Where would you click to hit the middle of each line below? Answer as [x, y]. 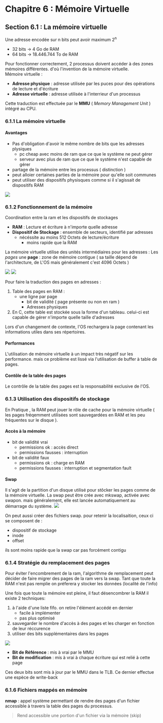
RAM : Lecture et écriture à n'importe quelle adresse [65, 227]
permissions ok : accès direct [49, 447]
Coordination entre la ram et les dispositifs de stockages [62, 218]
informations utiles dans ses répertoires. [45, 332]
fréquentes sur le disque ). [32, 420]
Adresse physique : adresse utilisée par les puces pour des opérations [83, 83]
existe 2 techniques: [25, 599]
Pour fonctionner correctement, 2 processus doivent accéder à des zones [79, 63]
